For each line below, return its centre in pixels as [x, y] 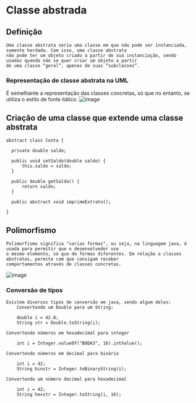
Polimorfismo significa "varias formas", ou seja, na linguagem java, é [97, 244]
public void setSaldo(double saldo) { [59, 161]
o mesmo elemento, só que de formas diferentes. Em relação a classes [94, 254]
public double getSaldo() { [46, 182]
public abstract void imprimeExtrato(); [61, 202]
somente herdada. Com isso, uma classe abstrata [66, 50]
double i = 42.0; [38, 318]
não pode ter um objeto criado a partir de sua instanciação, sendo [91, 56]
